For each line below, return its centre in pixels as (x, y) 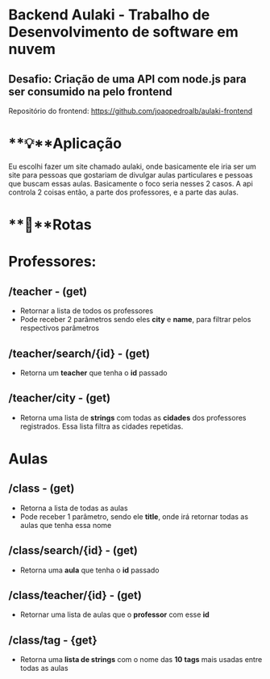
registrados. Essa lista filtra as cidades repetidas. (102, 426)
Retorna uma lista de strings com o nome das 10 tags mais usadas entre (141, 660)
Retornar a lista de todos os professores (87, 311)
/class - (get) (42, 489)
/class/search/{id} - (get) (73, 551)
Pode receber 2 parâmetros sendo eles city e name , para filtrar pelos (135, 320)
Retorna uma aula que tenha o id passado (89, 570)
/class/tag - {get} (53, 640)
